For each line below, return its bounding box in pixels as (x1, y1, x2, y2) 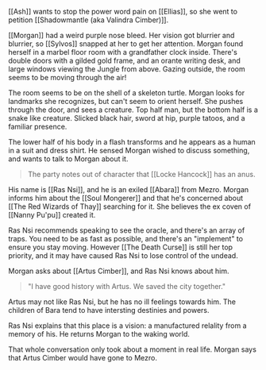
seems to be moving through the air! (8, 73, 127, 82)
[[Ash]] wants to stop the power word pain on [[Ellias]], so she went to (8, 7, 238, 16)
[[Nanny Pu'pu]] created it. (8, 210, 96, 219)
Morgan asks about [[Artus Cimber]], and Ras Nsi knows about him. (8, 266, 229, 276)
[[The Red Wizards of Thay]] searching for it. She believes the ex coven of (8, 202, 252, 211)
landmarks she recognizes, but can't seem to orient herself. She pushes (8, 97, 244, 106)
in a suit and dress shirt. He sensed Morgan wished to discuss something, (8, 146, 250, 155)
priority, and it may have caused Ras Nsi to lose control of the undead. (8, 251, 238, 260)
